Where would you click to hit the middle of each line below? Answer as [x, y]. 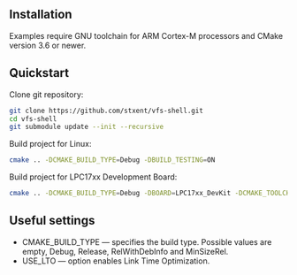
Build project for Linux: [50, 144]
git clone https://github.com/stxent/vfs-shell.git [106, 111]
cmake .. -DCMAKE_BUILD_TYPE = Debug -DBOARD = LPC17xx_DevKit [120, 194]
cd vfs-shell [33, 118]
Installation [41, 15]
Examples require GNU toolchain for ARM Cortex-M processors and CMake [146, 35]
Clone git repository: [46, 94]
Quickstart [39, 73]
